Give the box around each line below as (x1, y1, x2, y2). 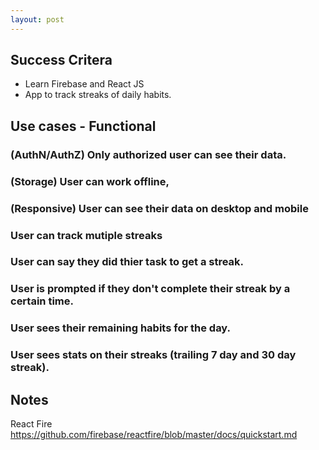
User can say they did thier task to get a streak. (10, 255, 245, 269)
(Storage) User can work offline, (10, 174, 170, 188)
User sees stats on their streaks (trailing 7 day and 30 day (10, 348, 297, 362)
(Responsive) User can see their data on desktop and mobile (10, 201, 309, 215)
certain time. (10, 294, 74, 308)
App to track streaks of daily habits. (24, 89, 172, 101)
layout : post (10, 14, 65, 25)
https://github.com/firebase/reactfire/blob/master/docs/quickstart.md (10, 429, 298, 441)
